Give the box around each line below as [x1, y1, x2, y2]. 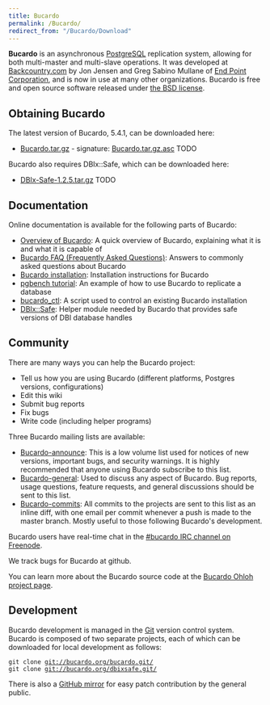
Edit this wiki [19, 390, 63, 400]
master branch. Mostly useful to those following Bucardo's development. [19, 516, 263, 526]
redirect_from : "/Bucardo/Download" [8, 27, 132, 35]
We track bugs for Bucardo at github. [8, 556, 132, 565]
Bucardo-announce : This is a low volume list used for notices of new [19, 447, 249, 457]
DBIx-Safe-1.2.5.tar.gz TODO [19, 175, 116, 185]
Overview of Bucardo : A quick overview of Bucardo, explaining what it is [19, 236, 261, 245]
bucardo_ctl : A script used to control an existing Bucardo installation [19, 296, 248, 305]
